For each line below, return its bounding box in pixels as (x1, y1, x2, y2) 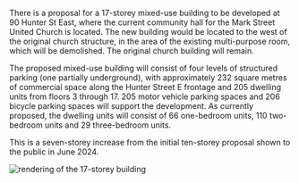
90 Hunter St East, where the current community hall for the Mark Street (9, 17, 276, 28)
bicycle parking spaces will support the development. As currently (9, 101, 253, 111)
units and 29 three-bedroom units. (44, 120, 172, 130)
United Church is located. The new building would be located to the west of (9, 27, 288, 37)
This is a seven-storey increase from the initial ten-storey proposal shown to (9, 137, 291, 147)
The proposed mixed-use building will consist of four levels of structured (9, 62, 278, 73)
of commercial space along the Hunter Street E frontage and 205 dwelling (9, 82, 282, 92)
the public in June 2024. (9, 146, 99, 157)
